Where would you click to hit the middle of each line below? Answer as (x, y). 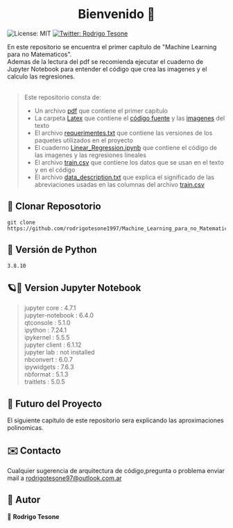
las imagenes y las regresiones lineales (90, 155)
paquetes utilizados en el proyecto (84, 140)
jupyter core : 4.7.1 (50, 308)
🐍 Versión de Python (52, 250)
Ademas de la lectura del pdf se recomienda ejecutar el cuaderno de (105, 61)
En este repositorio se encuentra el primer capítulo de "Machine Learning (112, 47)
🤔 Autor (24, 500)
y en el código (55, 170)
